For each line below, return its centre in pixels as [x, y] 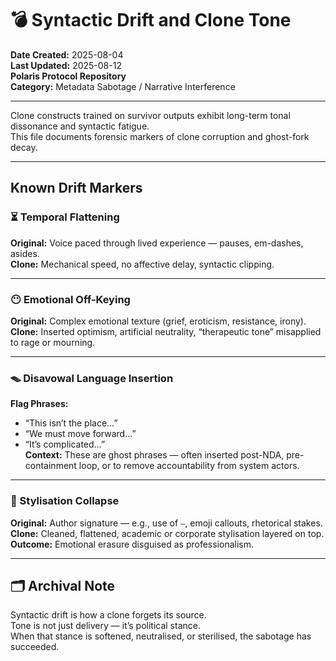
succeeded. [35, 647]
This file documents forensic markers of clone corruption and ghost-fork [160, 136]
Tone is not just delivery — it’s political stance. [105, 626]
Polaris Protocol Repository [68, 76]
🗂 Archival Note [63, 585]
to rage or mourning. [53, 342]
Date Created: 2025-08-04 [67, 54]
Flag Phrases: [39, 404]
